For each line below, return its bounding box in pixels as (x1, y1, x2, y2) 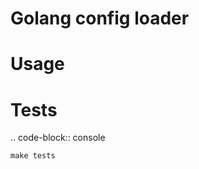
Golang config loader (10, 7, 190, 30)
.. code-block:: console (10, 132, 106, 144)
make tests (10, 151, 56, 161)
